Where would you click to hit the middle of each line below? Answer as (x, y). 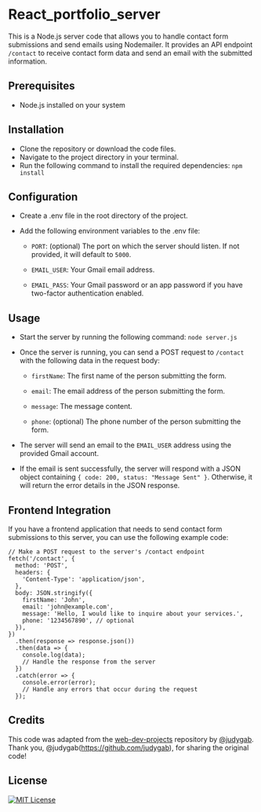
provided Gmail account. (59, 454)
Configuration (43, 197)
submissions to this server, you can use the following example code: (118, 537)
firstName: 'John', (54, 600)
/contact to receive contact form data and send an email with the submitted (130, 53)
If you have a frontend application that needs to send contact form (115, 529)
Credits (27, 720)
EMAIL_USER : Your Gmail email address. (93, 270)
